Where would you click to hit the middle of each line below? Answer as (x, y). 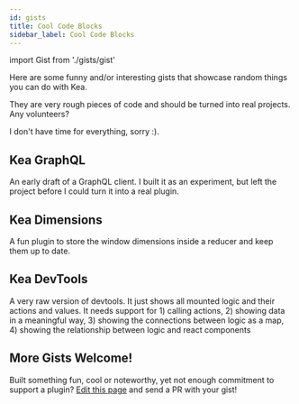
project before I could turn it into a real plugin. (95, 191)
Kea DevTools (49, 279)
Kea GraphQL (47, 160)
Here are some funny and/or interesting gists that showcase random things (149, 78)
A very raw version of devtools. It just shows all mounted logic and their (142, 301)
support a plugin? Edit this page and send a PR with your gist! (123, 390)
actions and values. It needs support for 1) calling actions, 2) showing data (147, 310)
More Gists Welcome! (71, 358)
